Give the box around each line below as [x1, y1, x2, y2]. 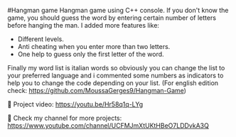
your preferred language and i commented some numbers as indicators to [7, 71, 224, 80]
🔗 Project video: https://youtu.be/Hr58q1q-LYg [7, 100, 144, 109]
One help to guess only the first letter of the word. [17, 50, 165, 58]
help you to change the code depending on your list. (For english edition [7, 79, 219, 87]
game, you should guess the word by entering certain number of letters [7, 13, 217, 22]
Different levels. [17, 35, 64, 43]
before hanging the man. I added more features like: [7, 21, 160, 29]
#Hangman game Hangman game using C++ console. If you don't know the [7, 6, 229, 14]
